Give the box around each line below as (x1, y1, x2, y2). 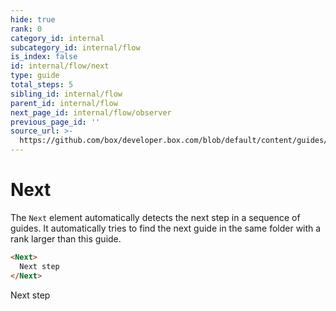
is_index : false (10, 52, 78, 62)
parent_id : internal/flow (10, 98, 118, 108)
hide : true (10, 14, 56, 25)
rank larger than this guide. (10, 232, 122, 245)
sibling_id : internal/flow (10, 89, 123, 99)
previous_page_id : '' (10, 117, 101, 127)
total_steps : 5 (10, 80, 74, 90)
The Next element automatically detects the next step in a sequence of (10, 211, 301, 223)
